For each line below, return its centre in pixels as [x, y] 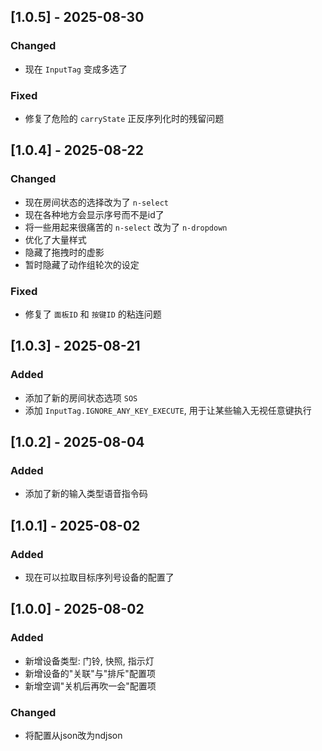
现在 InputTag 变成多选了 [76, 69]
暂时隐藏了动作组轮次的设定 [82, 264]
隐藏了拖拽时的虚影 [64, 252]
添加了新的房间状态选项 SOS [81, 397]
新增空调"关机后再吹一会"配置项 [90, 686]
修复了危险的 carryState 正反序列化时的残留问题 [124, 118]
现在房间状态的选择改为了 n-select [97, 202]
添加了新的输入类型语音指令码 [86, 494]
